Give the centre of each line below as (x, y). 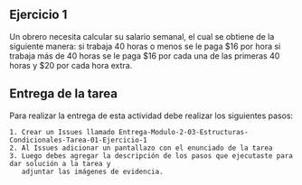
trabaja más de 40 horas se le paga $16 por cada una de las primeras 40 (145, 55)
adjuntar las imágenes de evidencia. (93, 171)
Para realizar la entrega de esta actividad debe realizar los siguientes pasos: (151, 116)
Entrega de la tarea (64, 94)
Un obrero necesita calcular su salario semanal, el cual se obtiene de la (142, 36)
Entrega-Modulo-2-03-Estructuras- (184, 132)
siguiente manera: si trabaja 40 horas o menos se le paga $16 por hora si (145, 46)
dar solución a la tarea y (60, 163)
